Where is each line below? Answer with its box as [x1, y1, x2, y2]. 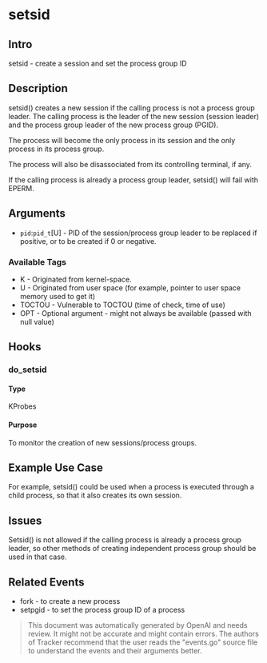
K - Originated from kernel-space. [19, 274, 132, 284]
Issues [8, 513, 42, 527]
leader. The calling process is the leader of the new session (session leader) [8, 111, 260, 121]
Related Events [8, 575, 85, 589]
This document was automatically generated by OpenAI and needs [27, 621, 248, 630]
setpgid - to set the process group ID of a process [19, 605, 185, 615]
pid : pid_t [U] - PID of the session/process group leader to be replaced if [19, 228, 257, 238]
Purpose [8, 420, 38, 429]
